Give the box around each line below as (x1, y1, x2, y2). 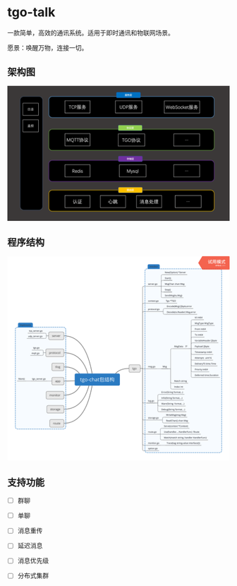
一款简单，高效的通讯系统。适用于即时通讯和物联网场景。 (7, 28, 174, 37)
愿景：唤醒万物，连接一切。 (7, 43, 88, 52)
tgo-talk (7, 4, 56, 20)
